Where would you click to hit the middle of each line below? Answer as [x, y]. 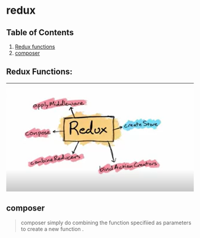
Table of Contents [40, 33]
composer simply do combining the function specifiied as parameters [106, 222]
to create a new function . [52, 229]
